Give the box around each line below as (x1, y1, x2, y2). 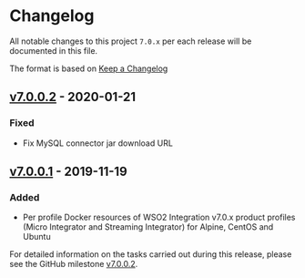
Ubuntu (22, 232, 52, 242)
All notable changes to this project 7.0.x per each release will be (9, 36, 252, 46)
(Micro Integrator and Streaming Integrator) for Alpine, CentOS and (22, 221, 274, 232)
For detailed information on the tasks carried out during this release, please (9, 249, 292, 260)
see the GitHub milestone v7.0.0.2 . (9, 259, 138, 270)
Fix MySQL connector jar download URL (22, 138, 173, 149)
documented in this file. (9, 45, 98, 56)
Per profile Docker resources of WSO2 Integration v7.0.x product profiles (22, 211, 296, 223)
